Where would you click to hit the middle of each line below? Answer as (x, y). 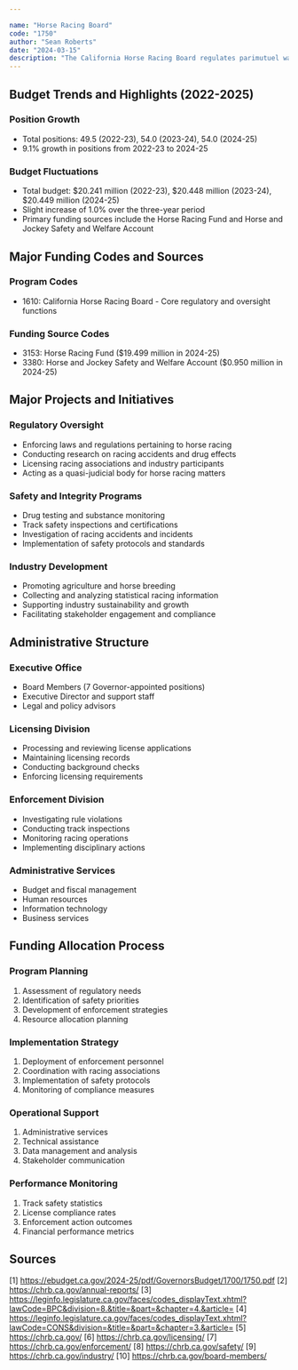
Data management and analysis (79, 1151)
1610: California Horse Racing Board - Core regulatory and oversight (146, 301)
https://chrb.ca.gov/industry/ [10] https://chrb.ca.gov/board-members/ (138, 1356)
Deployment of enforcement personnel (93, 1061)
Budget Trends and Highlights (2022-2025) (132, 94)
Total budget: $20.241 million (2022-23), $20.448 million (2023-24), (147, 191)
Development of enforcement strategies (95, 1009)
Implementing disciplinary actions (83, 847)
